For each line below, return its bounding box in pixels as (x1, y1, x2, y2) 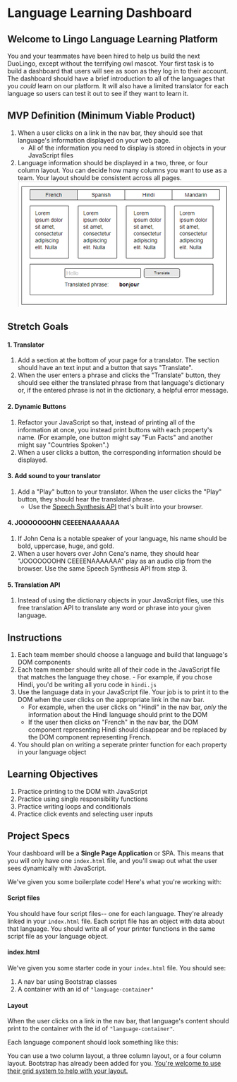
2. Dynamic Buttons (7, 402, 66, 410)
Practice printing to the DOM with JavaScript (17, 787, 148, 795)
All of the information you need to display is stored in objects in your (28, 143, 227, 152)
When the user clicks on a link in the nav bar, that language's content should (7, 1017, 229, 1025)
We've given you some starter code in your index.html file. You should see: (7, 964, 226, 973)
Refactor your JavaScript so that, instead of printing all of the (17, 418, 195, 427)
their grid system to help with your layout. (7, 1066, 128, 1075)
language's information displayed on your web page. (17, 136, 171, 144)
